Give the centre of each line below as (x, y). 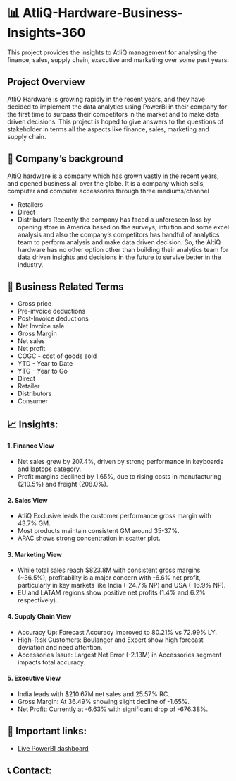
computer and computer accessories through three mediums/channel (108, 191)
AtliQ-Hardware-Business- (103, 13)
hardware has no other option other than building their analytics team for (123, 249)
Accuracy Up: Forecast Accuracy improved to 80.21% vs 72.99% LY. (117, 632)
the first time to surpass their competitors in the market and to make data (113, 114)
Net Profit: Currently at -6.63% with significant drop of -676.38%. (113, 709)
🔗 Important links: (47, 731)
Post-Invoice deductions (53, 318)
